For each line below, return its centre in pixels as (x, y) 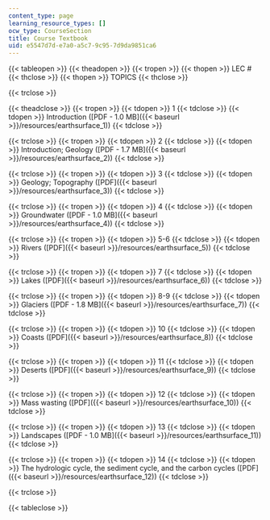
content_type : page (41, 16)
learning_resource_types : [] (57, 23)
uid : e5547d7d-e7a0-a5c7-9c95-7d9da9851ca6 (83, 46)
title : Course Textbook (48, 38)
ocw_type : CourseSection (50, 31)
